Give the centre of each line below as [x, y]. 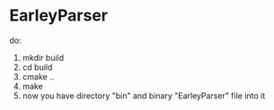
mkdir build [43, 57]
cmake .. [38, 76]
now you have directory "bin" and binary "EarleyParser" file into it [144, 96]
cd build [37, 67]
